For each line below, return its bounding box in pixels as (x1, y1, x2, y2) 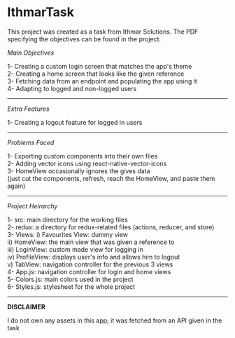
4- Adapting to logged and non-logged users (7, 84, 137, 93)
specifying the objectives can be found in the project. (7, 34, 162, 43)
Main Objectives (7, 48, 55, 57)
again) (7, 182, 26, 190)
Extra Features (7, 104, 50, 113)
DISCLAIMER (7, 302, 45, 311)
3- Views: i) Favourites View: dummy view (7, 230, 128, 238)
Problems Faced (7, 138, 55, 147)
